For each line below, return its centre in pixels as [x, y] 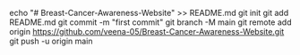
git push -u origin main [51, 41]
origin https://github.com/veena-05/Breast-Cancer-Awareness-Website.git [147, 31]
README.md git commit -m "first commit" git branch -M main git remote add [150, 22]
